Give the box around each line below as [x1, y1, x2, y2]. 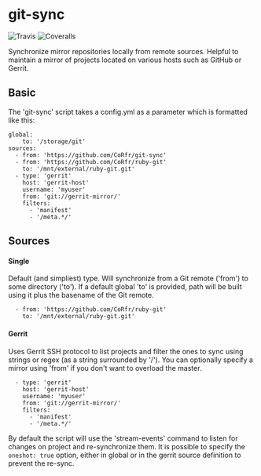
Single [8, 256, 30, 265]
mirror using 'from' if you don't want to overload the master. [8, 363, 202, 372]
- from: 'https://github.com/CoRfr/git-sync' [15, 151, 167, 159]
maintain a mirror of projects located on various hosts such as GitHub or [8, 55, 242, 64]
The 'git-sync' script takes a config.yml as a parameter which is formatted [8, 107, 248, 116]
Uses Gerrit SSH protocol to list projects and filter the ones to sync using [8, 346, 244, 356]
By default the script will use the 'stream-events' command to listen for [8, 434, 238, 443]
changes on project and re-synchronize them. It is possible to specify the [8, 441, 245, 451]
